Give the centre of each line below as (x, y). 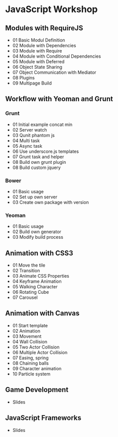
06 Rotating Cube (31, 292)
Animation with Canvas (42, 313)
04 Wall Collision (30, 341)
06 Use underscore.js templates (46, 151)
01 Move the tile (29, 265)
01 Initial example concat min (42, 124)
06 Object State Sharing (37, 67)
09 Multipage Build (32, 83)
